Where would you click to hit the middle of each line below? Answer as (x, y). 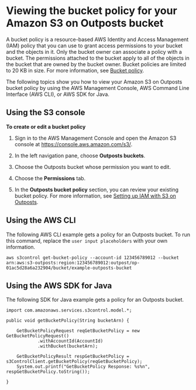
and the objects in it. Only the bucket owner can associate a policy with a (94, 51)
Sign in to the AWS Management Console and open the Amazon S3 (95, 138)
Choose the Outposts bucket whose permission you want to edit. (93, 167)
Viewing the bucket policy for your (92, 11)
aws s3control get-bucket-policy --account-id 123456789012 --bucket (93, 258)
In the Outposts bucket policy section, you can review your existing (97, 189)
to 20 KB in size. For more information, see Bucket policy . (75, 70)
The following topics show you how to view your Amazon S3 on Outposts (94, 82)
